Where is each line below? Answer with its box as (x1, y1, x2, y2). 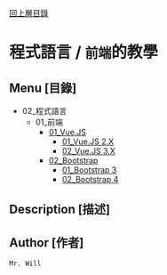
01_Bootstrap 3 (61, 165, 117, 175)
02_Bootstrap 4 (61, 174, 119, 184)
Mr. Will (9, 259, 42, 269)
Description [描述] (9, 202, 111, 217)
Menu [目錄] (9, 80, 77, 95)
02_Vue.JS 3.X (61, 146, 115, 156)
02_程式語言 (21, 106, 68, 116)
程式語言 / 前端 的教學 (9, 43, 158, 62)
